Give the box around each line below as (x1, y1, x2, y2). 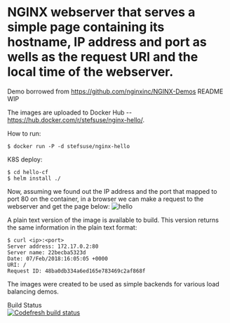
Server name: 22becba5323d (7, 249, 86, 256)
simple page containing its (7, 19, 165, 35)
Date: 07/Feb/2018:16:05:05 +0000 (7, 255, 109, 262)
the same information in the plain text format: (7, 223, 137, 232)
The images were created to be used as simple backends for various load (7, 279, 219, 288)
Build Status (7, 301, 42, 309)
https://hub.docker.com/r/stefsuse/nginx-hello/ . (7, 115, 145, 124)
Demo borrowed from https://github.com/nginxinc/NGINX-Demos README (7, 87, 224, 95)
